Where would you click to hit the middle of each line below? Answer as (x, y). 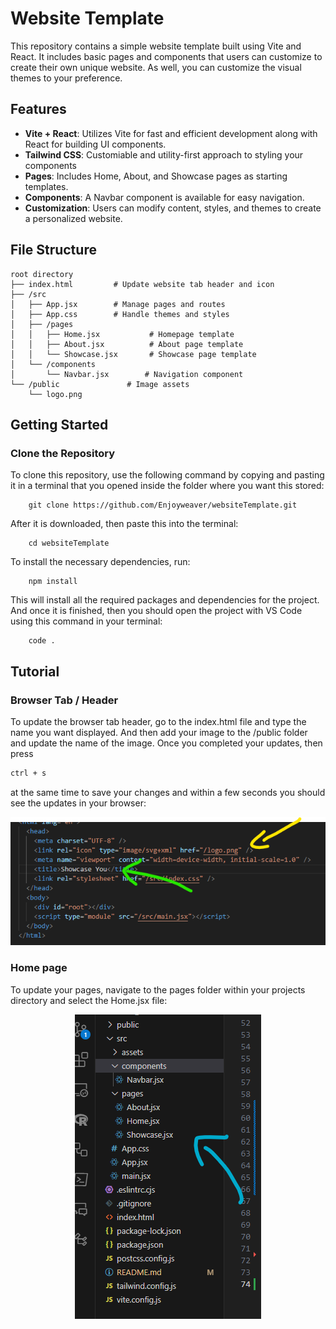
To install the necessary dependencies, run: (100, 562)
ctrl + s (28, 773)
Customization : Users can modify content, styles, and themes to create (173, 208)
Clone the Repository (63, 453)
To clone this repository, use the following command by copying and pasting (167, 475)
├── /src (28, 294)
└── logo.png (55, 394)
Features (38, 109)
